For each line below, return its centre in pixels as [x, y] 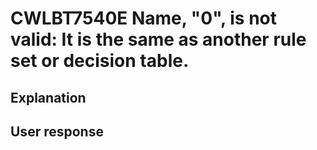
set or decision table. [100, 61]
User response [57, 131]
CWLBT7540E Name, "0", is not [143, 18]
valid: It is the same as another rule [158, 39]
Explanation [48, 97]
